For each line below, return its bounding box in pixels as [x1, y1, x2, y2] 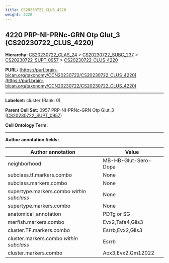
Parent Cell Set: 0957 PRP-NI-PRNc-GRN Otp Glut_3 [5, 107, 114, 113]
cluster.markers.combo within [8, 235, 78, 242]
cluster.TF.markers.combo [8, 227, 70, 234]
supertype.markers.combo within [8, 188, 87, 195]
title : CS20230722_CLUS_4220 [5, 7, 66, 13]
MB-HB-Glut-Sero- [103, 157, 152, 164]
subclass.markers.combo [8, 180, 67, 187]
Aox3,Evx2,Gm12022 [103, 249, 155, 256]
